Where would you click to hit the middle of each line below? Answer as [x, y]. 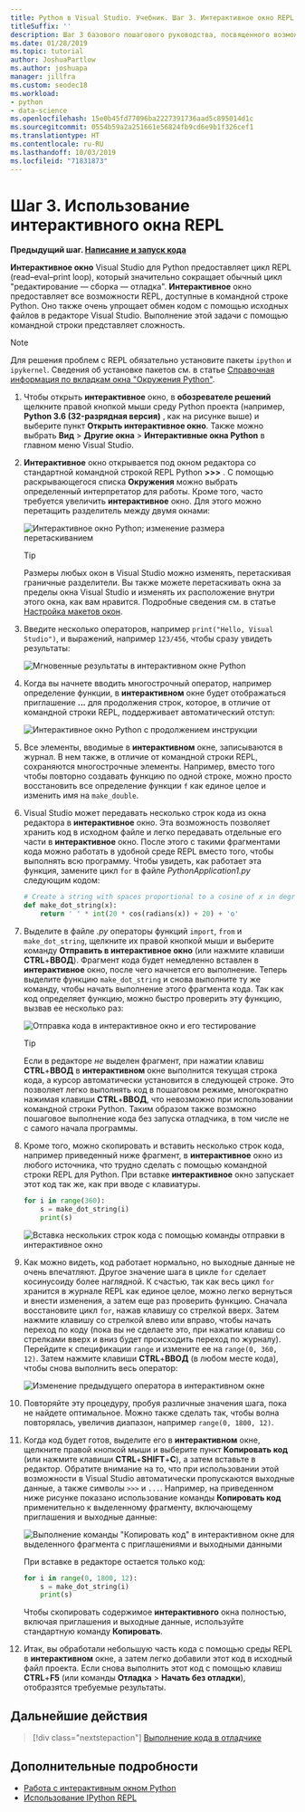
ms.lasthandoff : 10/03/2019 [63, 152]
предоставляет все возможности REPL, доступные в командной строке [149, 296]
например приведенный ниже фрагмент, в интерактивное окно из [153, 1155]
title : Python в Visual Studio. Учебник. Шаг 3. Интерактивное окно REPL [152, 18]
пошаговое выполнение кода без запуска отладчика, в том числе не [156, 1118]
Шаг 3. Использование [100, 206]
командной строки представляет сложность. [98, 325]
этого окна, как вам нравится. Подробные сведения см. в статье [150, 602]
